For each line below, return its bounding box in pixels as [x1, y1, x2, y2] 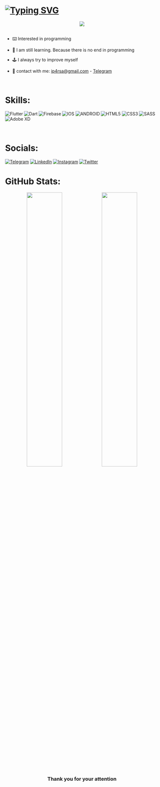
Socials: [5, 143, 39, 154]
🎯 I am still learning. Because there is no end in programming [12, 47, 135, 53]
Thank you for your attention [47, 775, 117, 782]
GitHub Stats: [5, 176, 61, 187]
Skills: [5, 95, 31, 106]
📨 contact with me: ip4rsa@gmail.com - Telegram [12, 68, 112, 74]
